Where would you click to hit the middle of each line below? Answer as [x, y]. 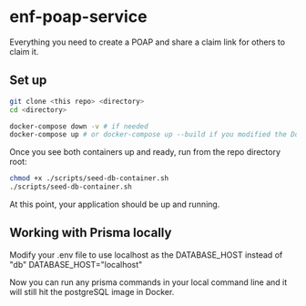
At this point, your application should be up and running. [115, 204]
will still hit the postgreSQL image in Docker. [92, 291]
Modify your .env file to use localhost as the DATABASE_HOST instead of [146, 255]
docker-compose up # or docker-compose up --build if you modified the [148, 135]
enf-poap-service [78, 17]
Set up [28, 81]
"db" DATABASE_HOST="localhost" [76, 264]
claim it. [24, 51]
